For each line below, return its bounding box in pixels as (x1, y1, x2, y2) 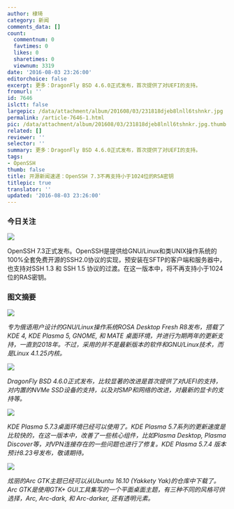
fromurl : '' (7, 88, 42, 95)
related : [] (7, 127, 42, 134)
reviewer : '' (7, 134, 45, 141)
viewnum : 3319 (13, 62, 54, 69)
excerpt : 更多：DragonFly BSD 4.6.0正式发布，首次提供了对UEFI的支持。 (7, 82, 201, 89)
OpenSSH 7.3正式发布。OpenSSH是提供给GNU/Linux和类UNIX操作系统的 (7, 247, 218, 255)
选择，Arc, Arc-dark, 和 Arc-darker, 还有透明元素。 (7, 494, 154, 502)
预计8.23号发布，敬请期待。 (7, 448, 88, 457)
